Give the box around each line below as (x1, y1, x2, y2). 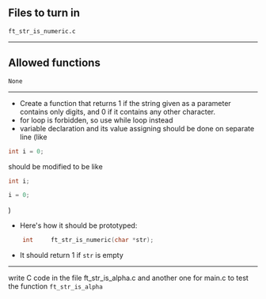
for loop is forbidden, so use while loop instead (19, 115, 173, 125)
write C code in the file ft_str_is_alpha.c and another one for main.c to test (8, 273, 249, 283)
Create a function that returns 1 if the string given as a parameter (19, 98, 231, 108)
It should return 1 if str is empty (19, 251, 124, 260)
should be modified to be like (8, 161, 103, 171)
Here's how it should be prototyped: (19, 221, 138, 230)
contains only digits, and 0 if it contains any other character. (19, 107, 216, 116)
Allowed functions (8, 56, 101, 70)
